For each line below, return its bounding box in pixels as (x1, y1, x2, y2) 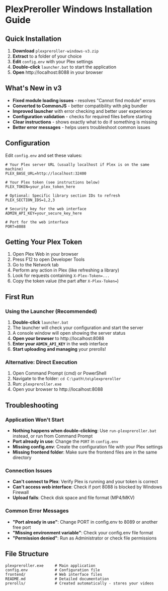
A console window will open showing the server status (12, 330, 126, 336)
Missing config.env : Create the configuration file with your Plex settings (12, 444, 163, 450)
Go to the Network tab (12, 262, 59, 268)
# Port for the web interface (5, 219, 69, 224)
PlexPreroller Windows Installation (5, 4, 152, 15)
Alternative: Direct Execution (5, 359, 77, 366)
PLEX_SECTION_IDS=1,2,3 (5, 197, 55, 203)
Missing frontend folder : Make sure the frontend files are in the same (12, 449, 157, 456)
